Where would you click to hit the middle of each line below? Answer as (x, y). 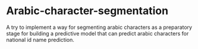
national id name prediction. (40, 40)
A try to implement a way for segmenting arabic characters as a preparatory (99, 27)
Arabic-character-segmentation (87, 11)
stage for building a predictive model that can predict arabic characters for (98, 33)
